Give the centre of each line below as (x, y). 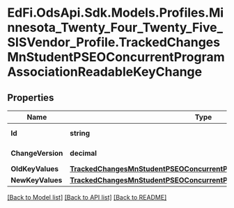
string (80, 133)
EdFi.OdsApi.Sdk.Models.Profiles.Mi (116, 13)
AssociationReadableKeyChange (105, 72)
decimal (83, 153)
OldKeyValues (35, 169)
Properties (31, 98)
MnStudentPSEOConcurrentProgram (116, 57)
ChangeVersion (37, 153)
